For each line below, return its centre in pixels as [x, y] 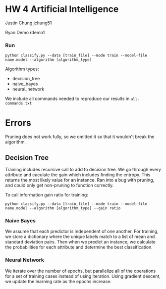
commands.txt [19, 103]
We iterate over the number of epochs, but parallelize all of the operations [81, 271]
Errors [18, 123]
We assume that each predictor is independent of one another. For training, [82, 232]
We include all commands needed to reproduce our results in [67, 99]
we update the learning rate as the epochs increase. [58, 281]
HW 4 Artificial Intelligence [62, 9]
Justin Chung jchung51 [28, 23]
